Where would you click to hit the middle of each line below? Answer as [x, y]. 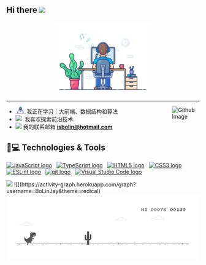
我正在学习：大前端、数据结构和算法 [72, 112]
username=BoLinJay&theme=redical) [54, 191]
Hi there [22, 10]
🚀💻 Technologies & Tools [56, 147]
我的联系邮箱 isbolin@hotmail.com [68, 127]
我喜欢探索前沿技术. [49, 119]
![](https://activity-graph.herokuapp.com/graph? [75, 184]
